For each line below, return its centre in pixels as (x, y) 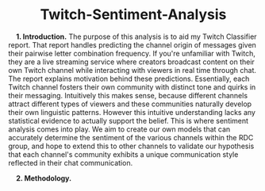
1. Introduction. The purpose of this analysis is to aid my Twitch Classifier (136, 36)
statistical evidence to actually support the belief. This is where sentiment (128, 120)
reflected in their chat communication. (71, 162)
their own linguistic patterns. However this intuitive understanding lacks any (132, 112)
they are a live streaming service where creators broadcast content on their (132, 62)
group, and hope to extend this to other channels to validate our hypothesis (131, 146)
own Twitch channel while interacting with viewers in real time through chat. (132, 70)
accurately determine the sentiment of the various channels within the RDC (131, 137)
